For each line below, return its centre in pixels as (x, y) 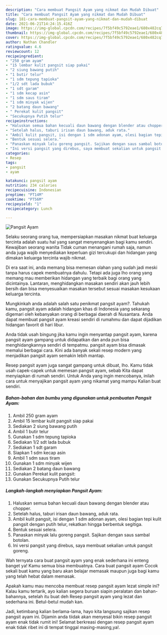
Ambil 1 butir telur (31, 432)
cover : (12, 38)
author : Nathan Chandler (31, 42)
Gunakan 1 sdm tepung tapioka (44, 437)
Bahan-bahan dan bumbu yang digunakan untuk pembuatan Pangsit (79, 398)
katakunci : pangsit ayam (31, 181)
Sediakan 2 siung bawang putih (45, 426)
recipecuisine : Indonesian (33, 190)
